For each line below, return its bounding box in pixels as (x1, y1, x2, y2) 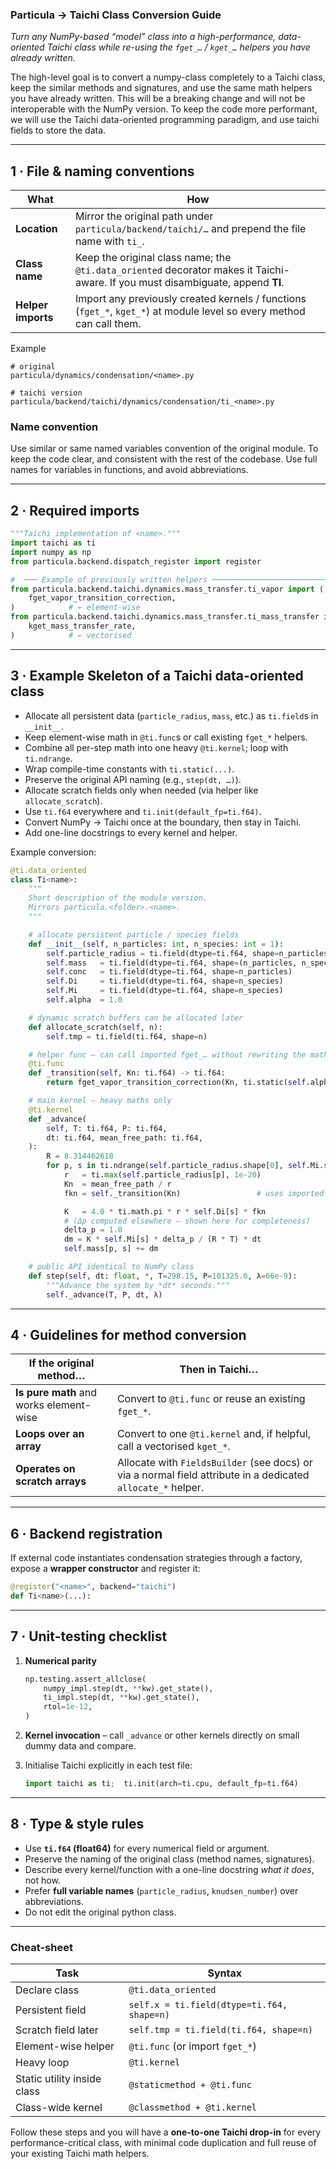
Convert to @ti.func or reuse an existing (116, 1392, 306, 1406)
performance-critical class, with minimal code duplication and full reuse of (10, 2137, 317, 2149)
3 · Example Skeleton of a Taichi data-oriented (10, 668, 304, 685)
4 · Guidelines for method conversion (10, 1326, 247, 1343)
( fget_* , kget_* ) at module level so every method (74, 304, 306, 318)
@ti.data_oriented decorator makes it (74, 263, 253, 277)
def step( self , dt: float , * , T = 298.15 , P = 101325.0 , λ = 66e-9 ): (28, 1271, 298, 1281)
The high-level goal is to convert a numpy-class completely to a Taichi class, (10, 71, 326, 83)
